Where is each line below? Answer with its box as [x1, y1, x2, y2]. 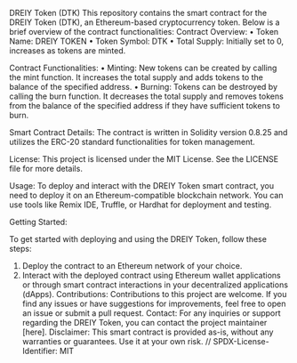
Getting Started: [9, 217, 68, 227]
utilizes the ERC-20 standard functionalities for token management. [9, 137, 255, 147]
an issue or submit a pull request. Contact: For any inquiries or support [21, 308, 282, 319]
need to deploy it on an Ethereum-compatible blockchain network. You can [9, 190, 284, 200]
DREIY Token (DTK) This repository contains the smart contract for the [9, 8, 268, 18]
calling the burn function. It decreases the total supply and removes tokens [9, 91, 285, 101]
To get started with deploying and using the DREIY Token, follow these [9, 234, 267, 244]
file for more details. [9, 164, 83, 173]
